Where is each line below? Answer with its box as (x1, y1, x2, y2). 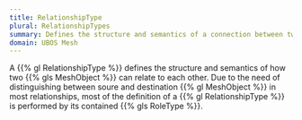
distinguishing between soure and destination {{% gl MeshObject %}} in (9, 81, 277, 92)
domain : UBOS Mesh (9, 38, 78, 47)
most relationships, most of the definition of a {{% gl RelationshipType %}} (9, 91, 285, 102)
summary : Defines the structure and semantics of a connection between (9, 30, 283, 39)
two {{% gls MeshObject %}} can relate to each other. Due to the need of (9, 73, 280, 83)
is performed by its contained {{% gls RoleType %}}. (9, 100, 204, 112)
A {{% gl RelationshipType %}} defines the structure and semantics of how (9, 63, 286, 73)
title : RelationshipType (9, 13, 102, 22)
